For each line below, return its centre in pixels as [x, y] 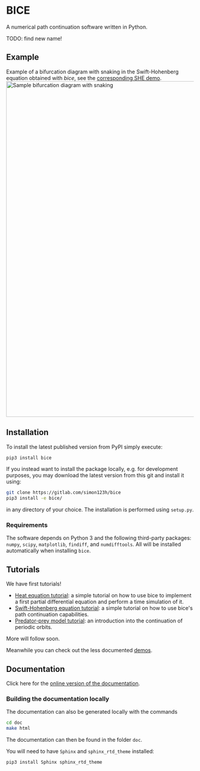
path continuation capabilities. [52, 615]
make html [18, 729]
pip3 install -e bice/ [34, 498]
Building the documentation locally [58, 699]
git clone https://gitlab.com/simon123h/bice [63, 493]
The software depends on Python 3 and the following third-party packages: [99, 538]
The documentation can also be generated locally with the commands [92, 712]
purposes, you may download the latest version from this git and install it [95, 476]
